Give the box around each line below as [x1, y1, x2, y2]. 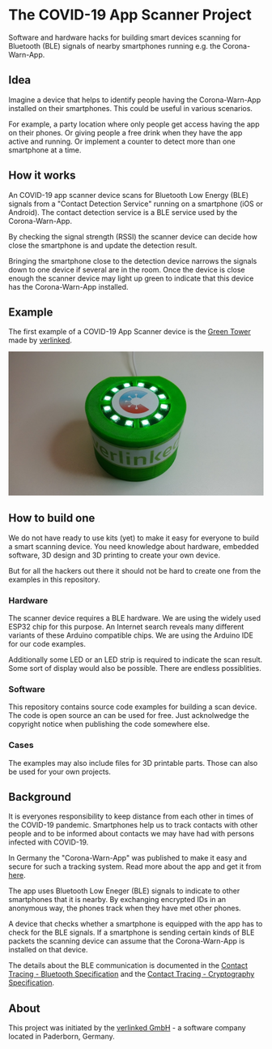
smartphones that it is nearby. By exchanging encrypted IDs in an [8, 895, 227, 905]
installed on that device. [8, 945, 88, 955]
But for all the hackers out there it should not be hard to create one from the [8, 565, 261, 575]
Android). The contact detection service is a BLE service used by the [8, 207, 238, 217]
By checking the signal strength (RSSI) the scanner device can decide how [8, 231, 257, 241]
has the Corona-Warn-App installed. [8, 282, 129, 291]
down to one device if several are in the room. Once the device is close [8, 264, 245, 274]
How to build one [8, 511, 96, 525]
